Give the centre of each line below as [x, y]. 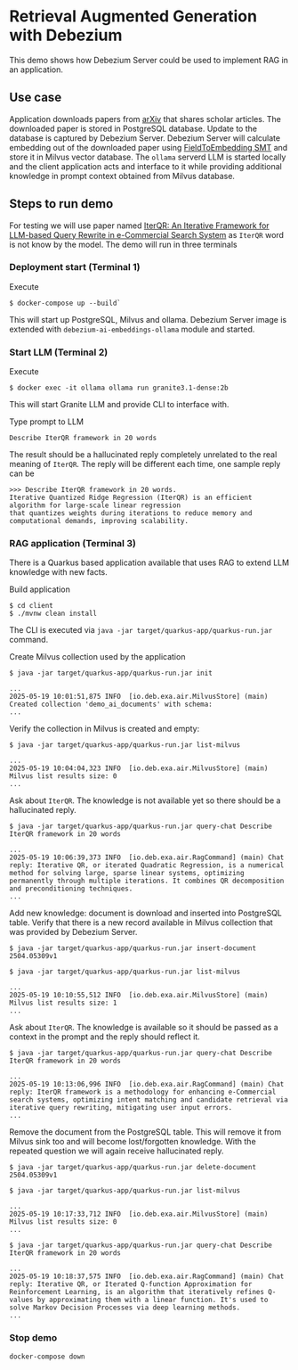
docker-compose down [48, 1357]
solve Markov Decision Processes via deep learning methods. [125, 1308]
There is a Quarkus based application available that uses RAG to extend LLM [149, 562]
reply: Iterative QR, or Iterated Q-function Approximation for [131, 1284]
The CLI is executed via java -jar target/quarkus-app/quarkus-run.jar [141, 630]
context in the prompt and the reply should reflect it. [105, 1037]
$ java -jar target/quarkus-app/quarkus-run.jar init [111, 673]
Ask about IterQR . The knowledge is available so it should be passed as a [144, 1028]
